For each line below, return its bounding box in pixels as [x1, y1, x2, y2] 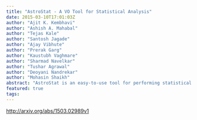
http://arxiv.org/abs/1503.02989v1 [6, 107, 89, 114]
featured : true [6, 86, 44, 92]
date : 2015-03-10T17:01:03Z [6, 14, 76, 20]
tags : [6, 91, 20, 97]
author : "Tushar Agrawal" [6, 63, 70, 70]
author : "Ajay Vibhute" [6, 42, 65, 48]
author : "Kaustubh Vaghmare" [6, 53, 78, 59]
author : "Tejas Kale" [6, 31, 60, 37]
